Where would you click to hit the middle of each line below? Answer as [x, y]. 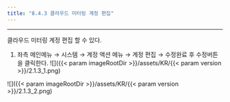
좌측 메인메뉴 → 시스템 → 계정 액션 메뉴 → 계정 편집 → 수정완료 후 [106, 54]
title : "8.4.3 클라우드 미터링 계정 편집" [61, 13]
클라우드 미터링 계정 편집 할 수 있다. [54, 40]
